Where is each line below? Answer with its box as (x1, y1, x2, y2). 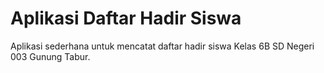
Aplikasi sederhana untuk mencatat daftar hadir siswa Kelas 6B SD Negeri (10, 40, 315, 52)
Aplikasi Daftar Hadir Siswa (10, 7, 242, 30)
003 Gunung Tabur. (10, 50, 91, 62)
